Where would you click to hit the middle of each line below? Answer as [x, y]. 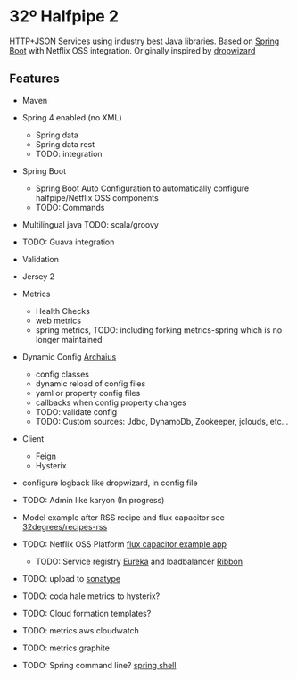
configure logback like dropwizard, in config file [110, 483]
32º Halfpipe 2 [64, 17]
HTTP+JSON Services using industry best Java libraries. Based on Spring [144, 41]
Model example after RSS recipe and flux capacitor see [123, 517]
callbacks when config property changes [111, 402]
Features [34, 79]
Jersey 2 [38, 276]
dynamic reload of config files [91, 383]
